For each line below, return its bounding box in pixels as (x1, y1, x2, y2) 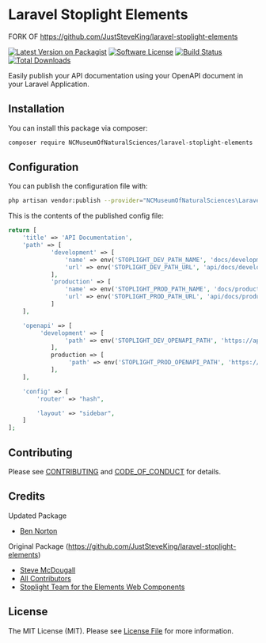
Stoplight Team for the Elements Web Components (19, 582, 185, 592)
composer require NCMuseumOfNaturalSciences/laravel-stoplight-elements (8, 139, 253, 146)
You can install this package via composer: (8, 123, 148, 132)
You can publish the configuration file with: (8, 181, 148, 191)
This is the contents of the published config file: (8, 211, 164, 221)
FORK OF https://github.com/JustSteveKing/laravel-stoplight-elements (8, 32, 238, 41)
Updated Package (8, 511, 67, 520)
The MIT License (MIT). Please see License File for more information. (8, 626, 234, 635)
